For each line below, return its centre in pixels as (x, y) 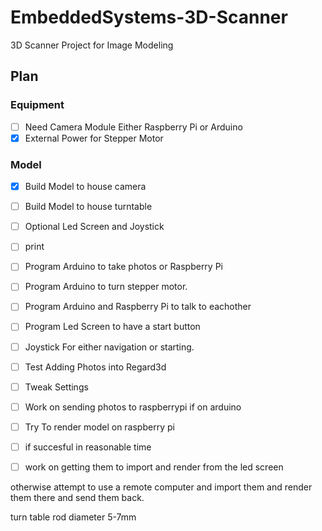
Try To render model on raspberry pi (99, 427)
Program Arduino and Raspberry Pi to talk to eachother (138, 307)
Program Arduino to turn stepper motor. (106, 287)
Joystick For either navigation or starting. (109, 347)
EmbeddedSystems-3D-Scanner (149, 17)
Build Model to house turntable (88, 207)
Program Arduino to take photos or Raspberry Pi (123, 267)
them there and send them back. (77, 497)
